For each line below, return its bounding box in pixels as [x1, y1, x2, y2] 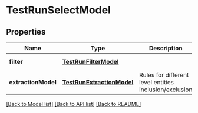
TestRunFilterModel [62, 58, 119, 66]
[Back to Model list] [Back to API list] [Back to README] [6, 101, 141, 107]
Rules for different [139, 71, 189, 79]
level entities [139, 78, 174, 86]
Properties [6, 27, 46, 37]
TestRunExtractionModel [62, 78, 134, 86]
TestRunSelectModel [6, 4, 111, 17]
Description [149, 44, 183, 52]
